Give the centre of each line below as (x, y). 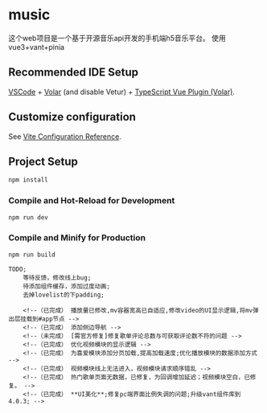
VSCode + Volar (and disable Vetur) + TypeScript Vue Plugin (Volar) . (122, 92)
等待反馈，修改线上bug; (57, 278)
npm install (28, 180)
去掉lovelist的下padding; (64, 295)
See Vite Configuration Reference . (65, 136)
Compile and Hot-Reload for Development (92, 201)
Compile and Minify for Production (77, 238)
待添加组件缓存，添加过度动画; (67, 286)
